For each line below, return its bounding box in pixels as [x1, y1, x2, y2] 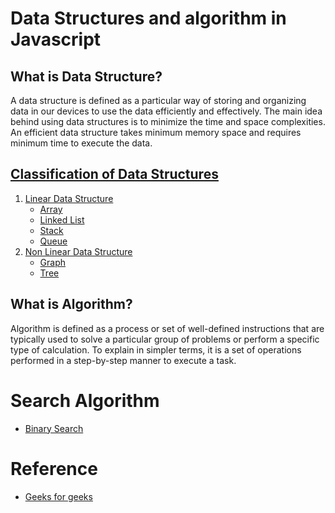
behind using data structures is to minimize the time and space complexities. [10, 116, 326, 127]
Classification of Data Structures [10, 166, 219, 183]
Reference [10, 457, 98, 480]
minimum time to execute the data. [10, 137, 153, 149]
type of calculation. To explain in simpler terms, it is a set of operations [10, 343, 302, 356]
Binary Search [24, 422, 84, 434]
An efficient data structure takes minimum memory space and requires [10, 127, 302, 138]
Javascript [10, 28, 102, 51]
